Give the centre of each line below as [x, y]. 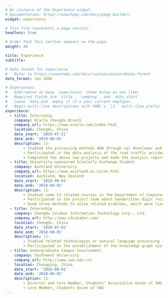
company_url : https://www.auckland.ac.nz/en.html [67, 172]
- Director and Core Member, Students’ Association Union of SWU [93, 283]
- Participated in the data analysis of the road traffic [85, 153]
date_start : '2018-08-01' [41, 181]
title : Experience [24, 56]
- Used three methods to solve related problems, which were [88, 204]
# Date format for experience [37, 69]
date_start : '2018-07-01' [41, 227]
